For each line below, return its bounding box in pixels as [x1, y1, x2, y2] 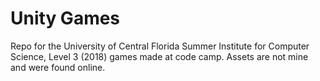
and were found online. [10, 61, 106, 73]
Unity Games [10, 7, 121, 30]
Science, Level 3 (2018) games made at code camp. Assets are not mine [10, 50, 309, 62]
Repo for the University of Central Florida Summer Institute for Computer [10, 40, 310, 52]
